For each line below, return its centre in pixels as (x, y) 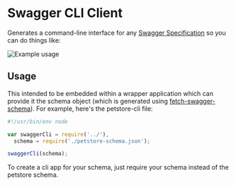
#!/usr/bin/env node (38, 121)
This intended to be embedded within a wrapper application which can (111, 93)
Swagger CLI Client (65, 13)
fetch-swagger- (192, 101)
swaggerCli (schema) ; (38, 154)
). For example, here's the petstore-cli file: (91, 109)
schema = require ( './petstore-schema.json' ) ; (82, 141)
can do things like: (34, 40)
